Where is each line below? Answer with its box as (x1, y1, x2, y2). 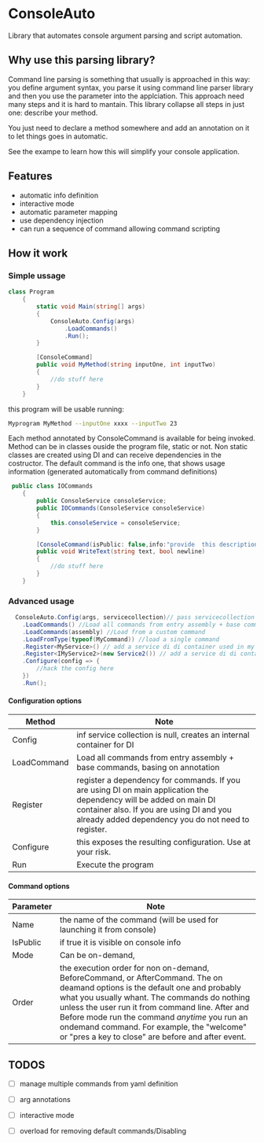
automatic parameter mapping (19, 207, 118, 216)
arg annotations (19, 1095, 71, 1104)
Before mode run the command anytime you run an (59, 1012, 248, 1023)
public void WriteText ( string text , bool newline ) (36, 548, 206, 555)
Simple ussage (8, 270, 66, 281)
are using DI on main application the (76, 784, 210, 795)
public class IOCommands (11, 482, 93, 490)
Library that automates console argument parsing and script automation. (8, 31, 243, 40)
